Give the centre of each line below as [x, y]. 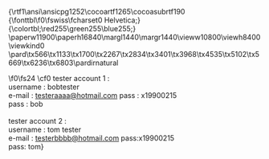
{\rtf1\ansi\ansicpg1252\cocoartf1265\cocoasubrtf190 [97, 12]
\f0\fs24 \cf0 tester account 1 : [59, 78]
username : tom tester [45, 129]
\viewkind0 [26, 46]
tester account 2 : [37, 121]
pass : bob [26, 104]
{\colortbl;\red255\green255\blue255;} [72, 29]
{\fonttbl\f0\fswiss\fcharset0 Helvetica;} [74, 20]
